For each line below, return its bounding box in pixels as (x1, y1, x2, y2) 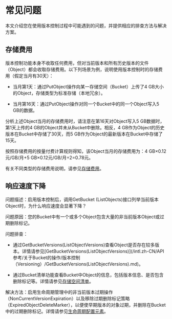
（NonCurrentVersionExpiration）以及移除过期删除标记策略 (5, 295, 130, 302)
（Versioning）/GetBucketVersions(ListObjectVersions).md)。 (12, 261, 143, 267)
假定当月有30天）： (14, 73, 54, 79)
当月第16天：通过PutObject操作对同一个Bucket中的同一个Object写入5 (12, 101, 160, 107)
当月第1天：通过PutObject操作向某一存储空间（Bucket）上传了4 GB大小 (12, 83, 164, 89)
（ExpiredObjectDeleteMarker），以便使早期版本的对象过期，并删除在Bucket (5, 302, 166, 308)
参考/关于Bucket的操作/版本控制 (12, 254, 80, 261)
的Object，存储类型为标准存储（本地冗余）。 (12, 90, 106, 96)
